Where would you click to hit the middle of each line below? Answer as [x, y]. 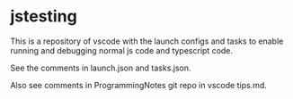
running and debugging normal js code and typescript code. [121, 50]
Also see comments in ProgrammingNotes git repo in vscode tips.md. [139, 85]
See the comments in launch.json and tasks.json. [101, 68]
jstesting [44, 16]
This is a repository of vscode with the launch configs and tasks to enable [147, 41]
